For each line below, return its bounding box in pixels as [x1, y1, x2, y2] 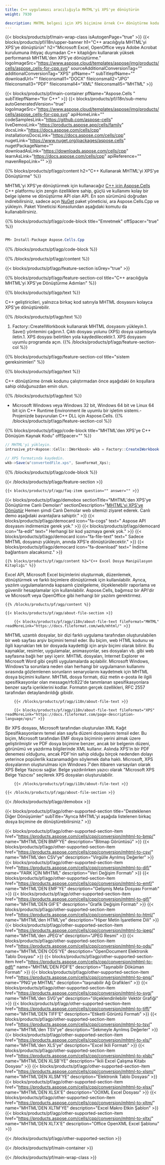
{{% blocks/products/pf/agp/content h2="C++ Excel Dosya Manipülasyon [5, 558, 153, 563]
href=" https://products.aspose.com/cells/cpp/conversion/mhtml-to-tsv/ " [5, 1021, 152, 1027]
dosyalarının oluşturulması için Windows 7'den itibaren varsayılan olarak [5, 761, 151, 767]
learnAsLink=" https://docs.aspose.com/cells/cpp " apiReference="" [5, 153, 141, 159]
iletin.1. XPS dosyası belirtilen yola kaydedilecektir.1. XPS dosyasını [12, 334, 146, 340]
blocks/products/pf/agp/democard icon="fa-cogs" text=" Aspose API [5, 518, 146, 524]
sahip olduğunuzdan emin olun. [5, 383, 69, 389]
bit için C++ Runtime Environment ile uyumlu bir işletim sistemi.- [12, 408, 142, 413]
